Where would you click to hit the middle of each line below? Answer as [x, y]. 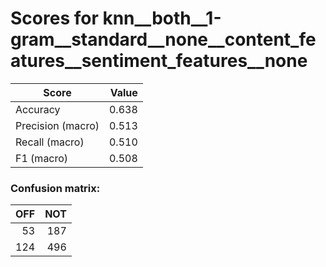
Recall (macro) [50, 142]
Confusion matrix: [55, 188]
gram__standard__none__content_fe [163, 39]
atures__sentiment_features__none [159, 61]
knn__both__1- [162, 18]
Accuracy [38, 109]
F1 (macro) [42, 158]
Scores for [54, 18]
